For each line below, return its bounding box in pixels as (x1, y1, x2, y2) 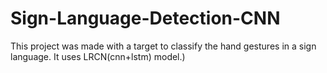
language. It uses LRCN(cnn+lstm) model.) (10, 50, 186, 62)
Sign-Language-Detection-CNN (10, 7, 281, 30)
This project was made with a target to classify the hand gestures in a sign (10, 40, 317, 52)
